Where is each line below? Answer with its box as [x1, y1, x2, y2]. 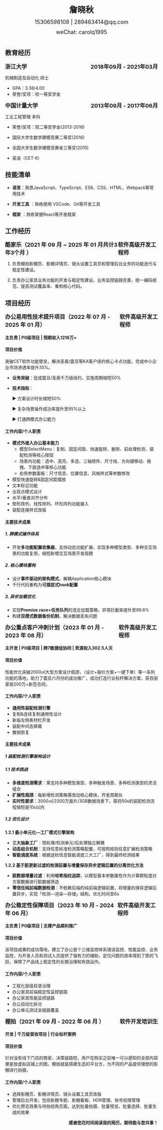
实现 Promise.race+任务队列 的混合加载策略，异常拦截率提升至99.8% [12, 607, 149, 612]
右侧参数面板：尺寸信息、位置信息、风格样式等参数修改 [19, 470, 130, 476]
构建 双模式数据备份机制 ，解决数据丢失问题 [12, 613, 98, 619]
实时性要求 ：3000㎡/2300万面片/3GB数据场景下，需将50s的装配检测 [12, 798, 150, 804]
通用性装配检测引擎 [12, 705, 51, 711]
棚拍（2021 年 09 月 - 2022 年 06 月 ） [5, 1018, 105, 1025]
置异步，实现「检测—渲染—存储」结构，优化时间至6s [12, 890, 119, 897]
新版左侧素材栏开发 [12, 717, 51, 723]
